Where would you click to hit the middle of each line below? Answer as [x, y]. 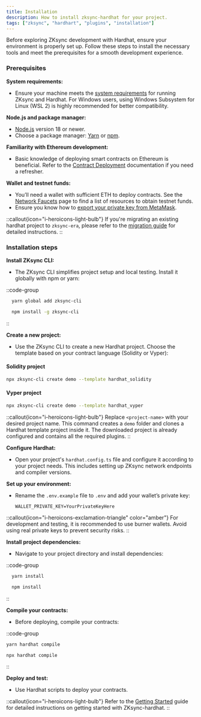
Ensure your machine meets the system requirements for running [95, 93]
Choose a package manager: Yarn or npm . [67, 135]
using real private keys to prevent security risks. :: [68, 530]
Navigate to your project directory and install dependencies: [89, 553]
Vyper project [24, 393]
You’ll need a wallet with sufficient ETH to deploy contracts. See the [99, 194]
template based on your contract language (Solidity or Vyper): [91, 353]
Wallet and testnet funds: [38, 183]
